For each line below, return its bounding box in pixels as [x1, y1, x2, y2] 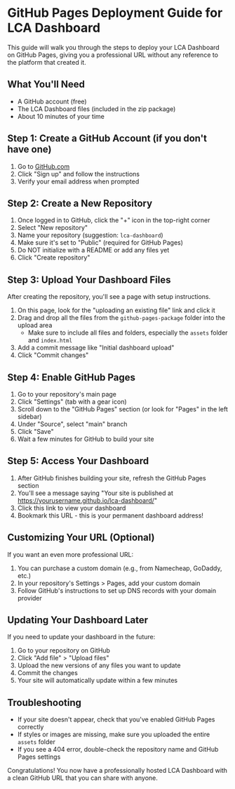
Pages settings [17, 752, 61, 761]
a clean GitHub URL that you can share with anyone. [7, 774, 158, 782]
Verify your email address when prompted [17, 177, 140, 186]
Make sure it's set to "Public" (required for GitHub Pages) [17, 238, 184, 247]
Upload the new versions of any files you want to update [17, 661, 181, 669]
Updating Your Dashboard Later [7, 614, 149, 627]
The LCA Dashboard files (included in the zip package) [17, 104, 176, 113]
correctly [17, 723, 44, 731]
